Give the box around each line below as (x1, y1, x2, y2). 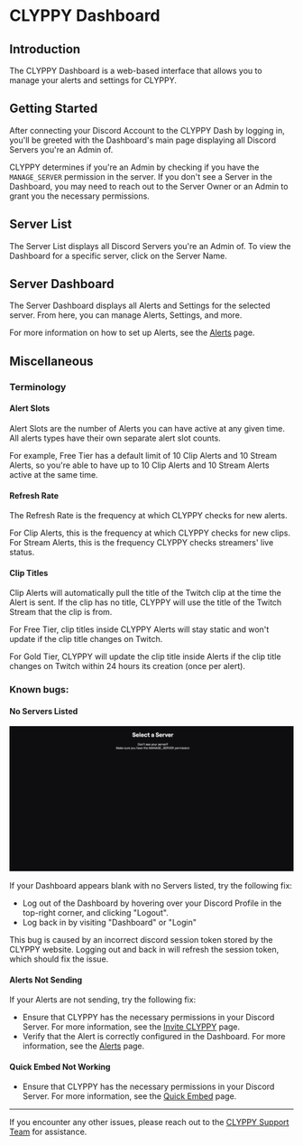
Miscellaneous (9, 353, 94, 368)
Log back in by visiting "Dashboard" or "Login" (22, 917, 197, 927)
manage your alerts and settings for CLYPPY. (9, 75, 178, 86)
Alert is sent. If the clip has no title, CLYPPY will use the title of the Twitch (9, 597, 282, 608)
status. (9, 547, 35, 558)
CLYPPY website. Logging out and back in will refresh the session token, (9, 944, 280, 954)
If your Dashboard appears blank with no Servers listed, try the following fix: (9, 880, 293, 890)
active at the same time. (9, 469, 98, 479)
